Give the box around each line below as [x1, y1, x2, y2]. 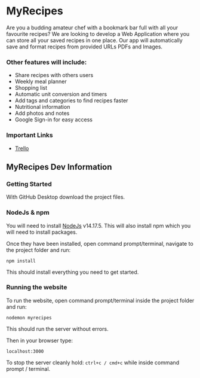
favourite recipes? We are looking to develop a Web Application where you [6, 30, 190, 37]
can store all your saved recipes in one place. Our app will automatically [6, 36, 183, 44]
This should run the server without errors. [6, 325, 109, 333]
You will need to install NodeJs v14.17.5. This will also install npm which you [6, 222, 191, 229]
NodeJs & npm [6, 208, 50, 217]
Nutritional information [14, 103, 70, 111]
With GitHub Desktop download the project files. [6, 193, 125, 201]
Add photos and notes [14, 109, 70, 117]
